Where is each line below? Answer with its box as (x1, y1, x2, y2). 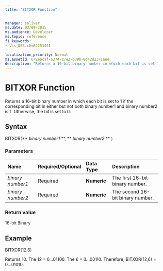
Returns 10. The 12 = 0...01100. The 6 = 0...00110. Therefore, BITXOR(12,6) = (5, 256, 157, 262)
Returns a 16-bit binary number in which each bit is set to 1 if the (5, 98, 133, 104)
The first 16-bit (112, 174, 148, 181)
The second (112, 188, 140, 195)
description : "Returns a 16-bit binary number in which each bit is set (5, 61, 155, 66)
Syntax (5, 122, 27, 131)
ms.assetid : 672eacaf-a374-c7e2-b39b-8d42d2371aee (5, 57, 110, 62)
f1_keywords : (5, 39, 32, 44)
